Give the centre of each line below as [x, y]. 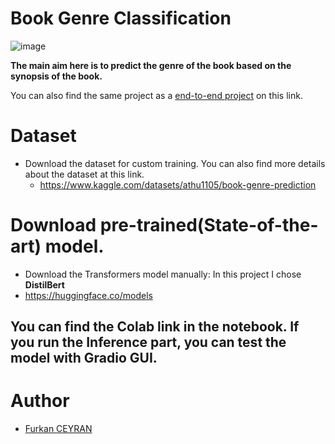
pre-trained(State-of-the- [209, 225]
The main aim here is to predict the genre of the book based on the [151, 65]
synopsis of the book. [56, 76]
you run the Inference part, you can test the [148, 342]
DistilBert [44, 284]
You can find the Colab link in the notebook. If [155, 327]
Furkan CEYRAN [58, 429]
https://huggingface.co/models [88, 295]
